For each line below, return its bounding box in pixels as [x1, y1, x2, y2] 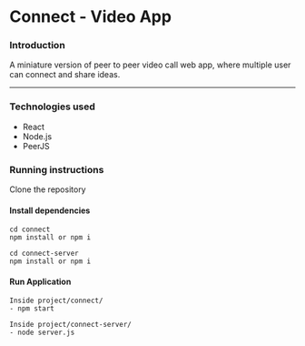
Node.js [22, 130, 53, 142]
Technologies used [9, 100, 95, 113]
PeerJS [22, 140, 50, 151]
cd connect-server [9, 249, 79, 259]
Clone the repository [9, 184, 86, 195]
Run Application [9, 276, 72, 287]
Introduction [9, 39, 65, 52]
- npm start [9, 304, 54, 313]
